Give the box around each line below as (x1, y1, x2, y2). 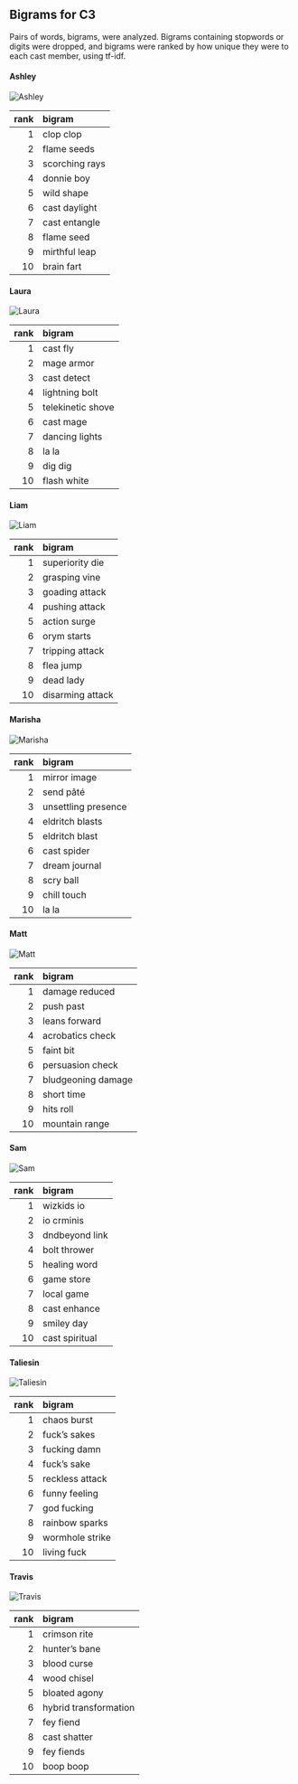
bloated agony (42, 1686, 104, 1699)
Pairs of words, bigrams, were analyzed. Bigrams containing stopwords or (9, 31, 284, 42)
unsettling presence (42, 800, 127, 813)
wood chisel (42, 1672, 95, 1685)
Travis (9, 1571, 33, 1581)
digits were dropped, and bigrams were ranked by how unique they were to (9, 41, 289, 52)
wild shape (42, 187, 88, 200)
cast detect (42, 372, 90, 384)
